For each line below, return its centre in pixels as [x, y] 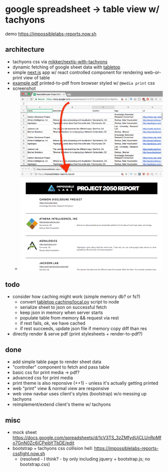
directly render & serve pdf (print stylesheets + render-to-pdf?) [77, 334]
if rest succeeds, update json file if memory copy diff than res [83, 329]
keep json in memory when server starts [61, 312]
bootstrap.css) [35, 464]
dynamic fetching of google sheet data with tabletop [66, 67]
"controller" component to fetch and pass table [61, 367]
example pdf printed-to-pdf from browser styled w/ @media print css [83, 83]
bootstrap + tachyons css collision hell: [53, 448]
